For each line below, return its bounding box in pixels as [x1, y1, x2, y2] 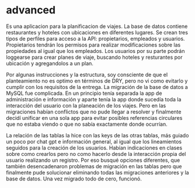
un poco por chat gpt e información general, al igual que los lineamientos [6, 138, 182, 145]
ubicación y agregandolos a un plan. [6, 59, 93, 67]
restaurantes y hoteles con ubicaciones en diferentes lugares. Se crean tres [6, 29, 189, 36]
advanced [6, 3, 56, 17]
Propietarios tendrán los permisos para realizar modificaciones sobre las [6, 41, 181, 48]
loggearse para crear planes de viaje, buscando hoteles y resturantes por [6, 54, 183, 61]
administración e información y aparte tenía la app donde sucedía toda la [6, 95, 182, 102]
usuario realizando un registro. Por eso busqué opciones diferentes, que [6, 157, 180, 164]
